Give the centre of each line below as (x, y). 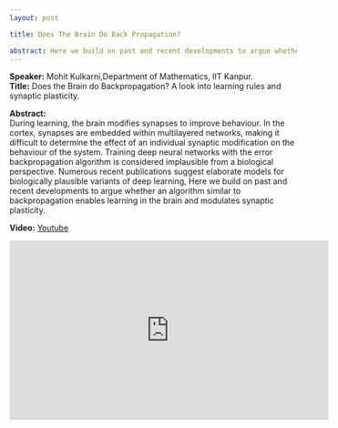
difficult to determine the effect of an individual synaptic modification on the (152, 143)
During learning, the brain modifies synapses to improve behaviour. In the (147, 123)
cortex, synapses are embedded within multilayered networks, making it (144, 133)
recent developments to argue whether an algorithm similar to (125, 191)
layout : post (34, 18)
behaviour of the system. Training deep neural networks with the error (141, 152)
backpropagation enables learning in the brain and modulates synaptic (142, 200)
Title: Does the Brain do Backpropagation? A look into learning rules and (145, 87)
